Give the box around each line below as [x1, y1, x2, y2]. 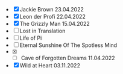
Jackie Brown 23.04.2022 [19, 6, 84, 13]
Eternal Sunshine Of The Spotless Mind [19, 42, 118, 49]
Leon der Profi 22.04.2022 [19, 13, 86, 20]
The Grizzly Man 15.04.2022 [19, 20, 90, 27]
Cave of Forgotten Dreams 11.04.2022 [20, 54, 116, 61]
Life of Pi [19, 34, 42, 42]
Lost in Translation [19, 27, 66, 34]
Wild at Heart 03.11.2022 [19, 62, 80, 69]
